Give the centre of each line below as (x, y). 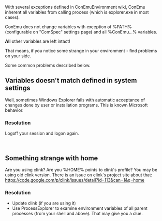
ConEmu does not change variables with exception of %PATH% (68, 27)
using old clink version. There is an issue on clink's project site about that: (79, 175)
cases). (13, 17)
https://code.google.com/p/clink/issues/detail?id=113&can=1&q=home (75, 180)
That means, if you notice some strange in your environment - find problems (81, 51)
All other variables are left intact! (37, 41)
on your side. (18, 56)
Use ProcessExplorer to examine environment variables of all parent (80, 208)
